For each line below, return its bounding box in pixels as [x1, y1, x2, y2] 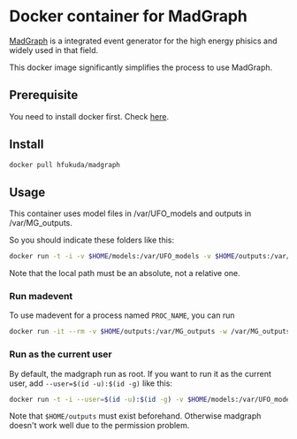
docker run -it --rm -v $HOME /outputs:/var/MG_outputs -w [9, 327, 227, 336]
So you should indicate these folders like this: [9, 235, 175, 245]
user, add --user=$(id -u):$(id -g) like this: [9, 378, 172, 389]
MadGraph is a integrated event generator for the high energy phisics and [9, 35, 278, 46]
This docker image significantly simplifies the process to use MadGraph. [9, 62, 273, 73]
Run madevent [9, 290, 73, 303]
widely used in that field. [9, 44, 99, 55]
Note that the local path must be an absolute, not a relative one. [9, 268, 240, 279]
